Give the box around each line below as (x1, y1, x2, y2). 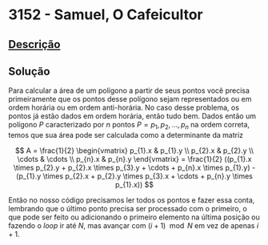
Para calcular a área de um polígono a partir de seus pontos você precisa (8, 86, 250, 95)
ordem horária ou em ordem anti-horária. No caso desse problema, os (8, 102, 240, 113)
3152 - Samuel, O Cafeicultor (8, 6, 203, 24)
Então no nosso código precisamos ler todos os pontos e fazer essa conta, (8, 195, 255, 205)
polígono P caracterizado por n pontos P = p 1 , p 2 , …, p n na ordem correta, (8, 120, 250, 131)
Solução (8, 64, 50, 78)
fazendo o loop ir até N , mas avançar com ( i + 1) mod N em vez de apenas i (8, 221, 259, 231)
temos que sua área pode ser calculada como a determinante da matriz (8, 131, 244, 140)
